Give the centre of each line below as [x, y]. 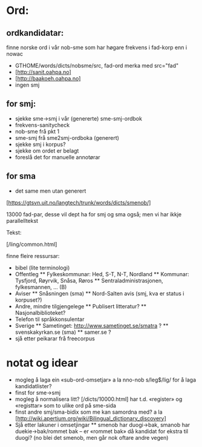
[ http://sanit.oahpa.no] [43, 72]
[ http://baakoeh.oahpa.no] [48, 78]
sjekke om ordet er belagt [47, 151]
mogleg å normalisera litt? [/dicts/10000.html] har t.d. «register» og [99, 399]
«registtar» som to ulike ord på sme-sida [66, 405]
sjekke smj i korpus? [40, 144]
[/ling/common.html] [32, 244]
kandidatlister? [33, 386]
